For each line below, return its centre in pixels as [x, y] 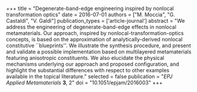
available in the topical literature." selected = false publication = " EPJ [89, 76]
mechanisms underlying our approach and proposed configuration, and [93, 64]
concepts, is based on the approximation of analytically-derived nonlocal [94, 39]
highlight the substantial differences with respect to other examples [88, 70]
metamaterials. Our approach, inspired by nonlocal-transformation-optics [95, 33]
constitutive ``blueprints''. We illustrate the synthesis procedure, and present [98, 45]
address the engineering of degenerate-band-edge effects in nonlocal [91, 27]
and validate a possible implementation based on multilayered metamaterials [99, 52]
